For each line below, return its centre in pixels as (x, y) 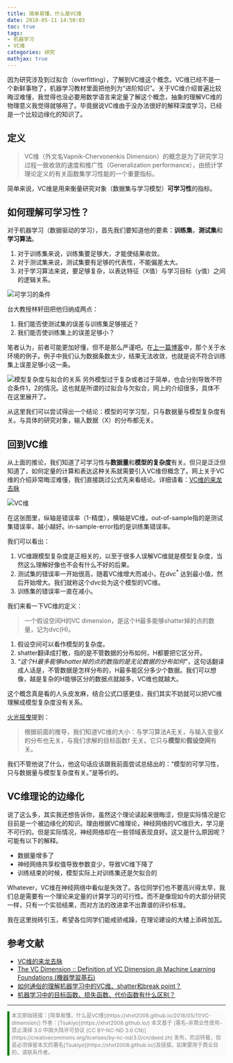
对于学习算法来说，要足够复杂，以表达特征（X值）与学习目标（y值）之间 (121, 271)
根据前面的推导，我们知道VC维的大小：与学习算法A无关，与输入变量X (124, 731)
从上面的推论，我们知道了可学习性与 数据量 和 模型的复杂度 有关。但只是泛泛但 (116, 462)
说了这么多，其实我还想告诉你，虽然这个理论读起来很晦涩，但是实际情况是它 (116, 814)
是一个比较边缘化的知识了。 (47, 114)
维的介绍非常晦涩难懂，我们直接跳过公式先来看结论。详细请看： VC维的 (109, 480)
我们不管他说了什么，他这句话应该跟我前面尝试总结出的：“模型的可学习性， (115, 764)
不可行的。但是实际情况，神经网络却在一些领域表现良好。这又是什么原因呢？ (116, 832)
